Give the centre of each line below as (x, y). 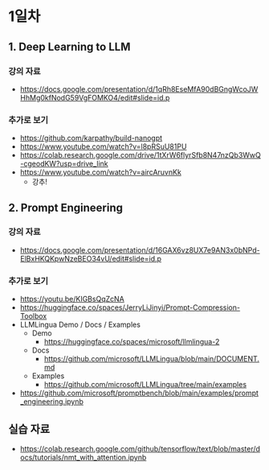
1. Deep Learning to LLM (69, 46)
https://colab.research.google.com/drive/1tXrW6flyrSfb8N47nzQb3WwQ (140, 155)
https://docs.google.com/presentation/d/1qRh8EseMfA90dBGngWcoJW (139, 89)
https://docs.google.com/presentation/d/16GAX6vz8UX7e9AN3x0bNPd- (140, 249)
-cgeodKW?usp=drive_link (64, 164)
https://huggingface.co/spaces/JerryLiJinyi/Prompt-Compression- (130, 307)
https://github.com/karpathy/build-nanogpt (91, 138)
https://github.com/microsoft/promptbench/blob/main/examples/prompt (139, 393)
